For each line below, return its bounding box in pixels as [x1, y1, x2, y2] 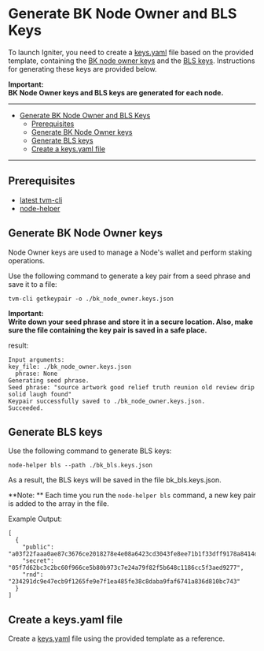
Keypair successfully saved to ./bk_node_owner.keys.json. [8, 397, 206, 405]
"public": [22, 543, 55, 552]
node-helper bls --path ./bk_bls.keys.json [8, 462, 153, 470]
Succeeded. [8, 404, 44, 412]
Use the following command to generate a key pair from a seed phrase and [8, 271, 251, 281]
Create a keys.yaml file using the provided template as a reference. [8, 634, 225, 643]
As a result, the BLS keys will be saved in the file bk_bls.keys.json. [8, 475, 222, 485]
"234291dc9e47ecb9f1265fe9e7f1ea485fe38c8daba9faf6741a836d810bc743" [8, 578, 241, 586]
